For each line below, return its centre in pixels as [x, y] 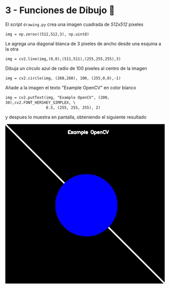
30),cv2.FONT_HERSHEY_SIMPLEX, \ [40, 102]
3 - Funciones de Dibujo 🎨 [60, 10]
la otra [12, 49]
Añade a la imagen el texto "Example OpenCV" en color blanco [71, 88]
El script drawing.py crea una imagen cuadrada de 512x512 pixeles [74, 24]
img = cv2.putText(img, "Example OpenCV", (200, [57, 97]
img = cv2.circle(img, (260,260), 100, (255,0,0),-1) [63, 78]
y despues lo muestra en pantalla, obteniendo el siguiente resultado [76, 117]
